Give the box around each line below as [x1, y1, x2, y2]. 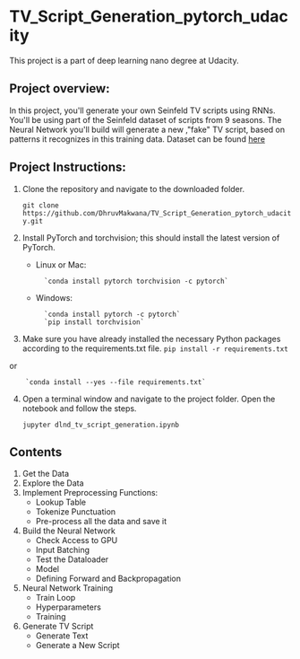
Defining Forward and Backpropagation [35, 573, 182, 584]
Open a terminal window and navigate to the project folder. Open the [21, 393, 276, 404]
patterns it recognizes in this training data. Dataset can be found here [9, 133, 266, 145]
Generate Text [35, 630, 89, 641]
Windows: [35, 292, 73, 303]
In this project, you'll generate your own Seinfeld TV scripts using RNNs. [9, 105, 276, 116]
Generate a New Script [35, 640, 120, 651]
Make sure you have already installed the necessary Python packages [21, 333, 281, 344]
